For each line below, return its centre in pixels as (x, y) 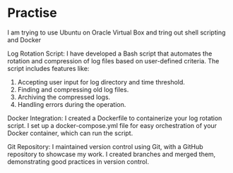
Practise (32, 13)
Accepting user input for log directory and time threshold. (101, 82)
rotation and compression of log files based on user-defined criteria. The (113, 60)
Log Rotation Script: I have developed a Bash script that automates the (110, 53)
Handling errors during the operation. (72, 104)
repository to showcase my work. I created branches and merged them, (112, 154)
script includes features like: (48, 68)
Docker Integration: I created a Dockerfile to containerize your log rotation (115, 118)
